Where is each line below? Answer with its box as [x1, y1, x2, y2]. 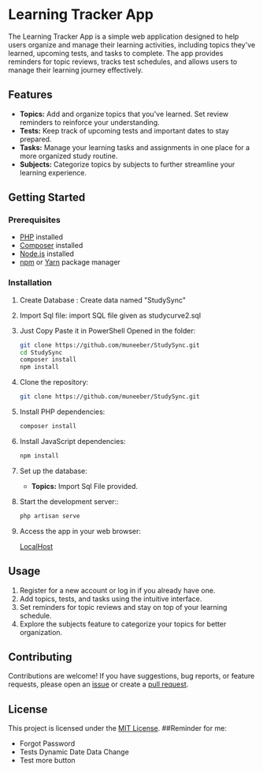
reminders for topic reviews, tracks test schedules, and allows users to [8, 57, 238, 66]
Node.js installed [19, 249, 75, 258]
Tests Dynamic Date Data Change [19, 747, 130, 757]
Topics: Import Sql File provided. [31, 481, 139, 491]
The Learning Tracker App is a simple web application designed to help [8, 32, 239, 41]
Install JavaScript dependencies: [19, 436, 126, 446]
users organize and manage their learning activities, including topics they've [8, 39, 256, 49]
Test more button [19, 756, 76, 765]
